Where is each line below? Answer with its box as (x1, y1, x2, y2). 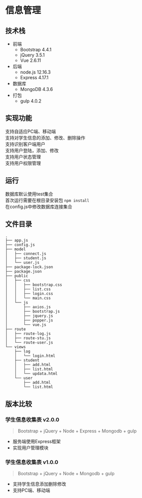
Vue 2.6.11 (20, 57, 42, 63)
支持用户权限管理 (5, 160, 41, 166)
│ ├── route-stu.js (5, 336, 51, 341)
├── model (5, 247, 26, 252)
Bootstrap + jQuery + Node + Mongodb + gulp (17, 471, 115, 477)
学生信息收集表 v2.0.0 (5, 416, 60, 423)
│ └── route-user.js (5, 340, 53, 345)
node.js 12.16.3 (20, 69, 51, 75)
